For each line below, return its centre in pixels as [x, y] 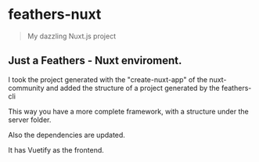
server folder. [30, 120]
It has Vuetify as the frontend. [56, 149]
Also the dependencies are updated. [67, 135]
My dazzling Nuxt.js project [71, 36]
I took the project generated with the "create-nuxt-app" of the [108, 79]
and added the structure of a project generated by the [133, 88]
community [26, 88]
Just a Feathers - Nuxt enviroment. [95, 61]
